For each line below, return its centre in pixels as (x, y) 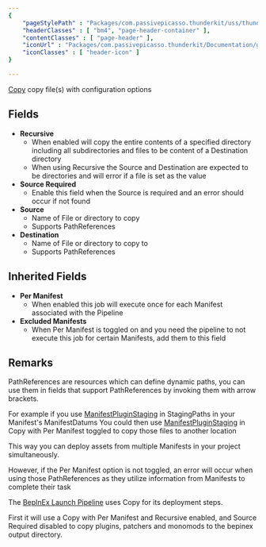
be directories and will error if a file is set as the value (119, 175)
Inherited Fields (47, 277)
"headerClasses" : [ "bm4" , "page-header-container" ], (117, 30)
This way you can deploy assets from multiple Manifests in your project (125, 446)
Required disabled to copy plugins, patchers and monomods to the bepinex (131, 526)
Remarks (31, 362)
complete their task (40, 487)
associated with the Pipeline (77, 312)
